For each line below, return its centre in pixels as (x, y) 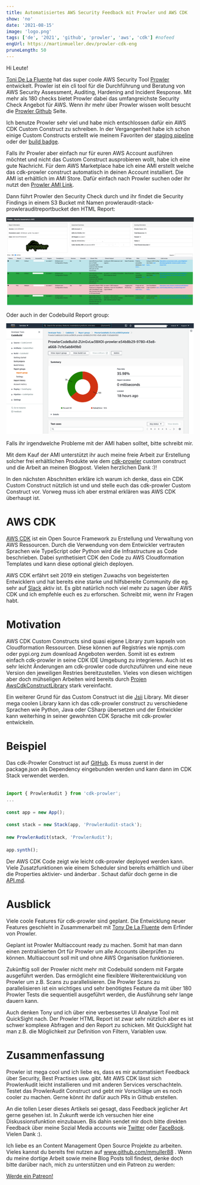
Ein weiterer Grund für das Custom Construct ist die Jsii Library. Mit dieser (97, 697)
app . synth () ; (22, 850)
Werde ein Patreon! (30, 1176)
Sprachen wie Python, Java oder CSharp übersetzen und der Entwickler (94, 710)
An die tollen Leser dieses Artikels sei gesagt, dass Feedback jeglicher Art (97, 1109)
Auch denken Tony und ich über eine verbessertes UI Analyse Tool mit (93, 1012)
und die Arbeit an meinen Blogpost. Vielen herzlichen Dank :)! (82, 468)
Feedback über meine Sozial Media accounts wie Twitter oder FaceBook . (96, 1127)
